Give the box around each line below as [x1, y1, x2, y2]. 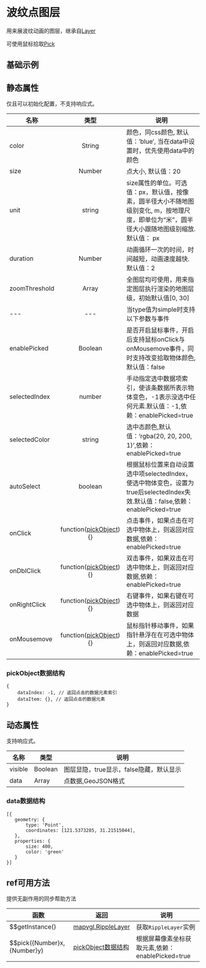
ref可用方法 [6, 877, 50, 888]
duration [9, 254, 34, 263]
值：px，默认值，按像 [126, 188, 189, 196]
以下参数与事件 [126, 314, 170, 323]
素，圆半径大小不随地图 [126, 197, 194, 206]
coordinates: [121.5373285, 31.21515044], [25, 827, 136, 834]
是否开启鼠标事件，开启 [126, 326, 194, 335]
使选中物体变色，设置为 [126, 479, 194, 487]
